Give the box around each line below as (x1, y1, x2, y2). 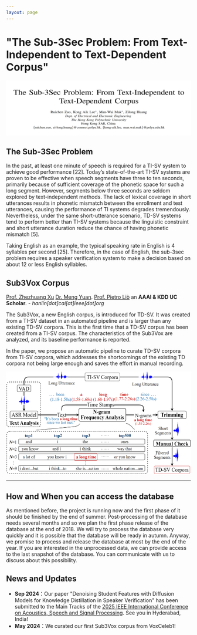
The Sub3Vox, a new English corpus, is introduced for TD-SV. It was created (6, 311, 191, 318)
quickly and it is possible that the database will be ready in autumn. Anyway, (6, 532, 191, 539)
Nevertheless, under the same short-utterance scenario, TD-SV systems (6, 212, 182, 219)
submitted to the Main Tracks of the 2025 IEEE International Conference (14, 603, 189, 610)
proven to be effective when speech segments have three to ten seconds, (6, 175, 185, 182)
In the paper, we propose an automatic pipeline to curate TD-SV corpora (6, 347, 181, 354)
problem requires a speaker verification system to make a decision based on (6, 255, 191, 262)
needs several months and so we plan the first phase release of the (6, 519, 169, 526)
